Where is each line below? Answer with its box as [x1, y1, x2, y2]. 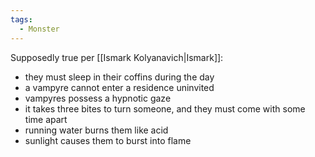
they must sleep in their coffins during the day [24, 71, 215, 83]
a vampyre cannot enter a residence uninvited [24, 81, 215, 93]
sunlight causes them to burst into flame [24, 134, 192, 146]
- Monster [19, 24, 60, 34]
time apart [24, 113, 68, 125]
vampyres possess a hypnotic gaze [24, 92, 172, 104]
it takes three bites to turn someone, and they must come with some [24, 102, 306, 115]
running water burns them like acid [24, 124, 169, 136]
